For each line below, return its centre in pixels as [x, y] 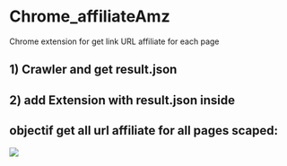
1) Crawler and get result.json [93, 70]
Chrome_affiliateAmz [90, 17]
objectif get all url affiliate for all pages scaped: [143, 131]
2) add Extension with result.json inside [122, 100]
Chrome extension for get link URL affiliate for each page [114, 41]
